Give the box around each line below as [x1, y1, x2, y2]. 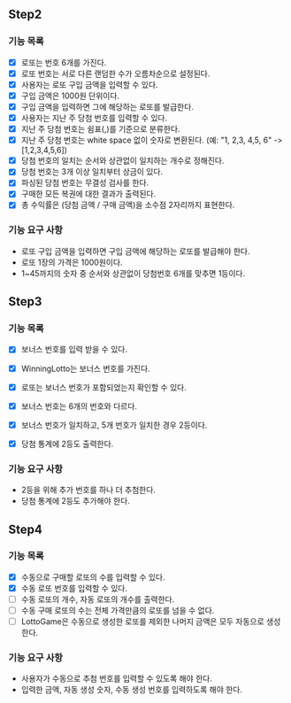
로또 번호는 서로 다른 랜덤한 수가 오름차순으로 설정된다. [20, 68, 211, 79]
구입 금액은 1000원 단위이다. [20, 90, 120, 101]
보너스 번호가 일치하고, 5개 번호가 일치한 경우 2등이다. [20, 420, 208, 430]
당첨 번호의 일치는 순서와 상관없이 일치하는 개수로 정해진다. [20, 155, 225, 166]
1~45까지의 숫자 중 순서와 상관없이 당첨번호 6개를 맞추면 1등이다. [20, 267, 246, 278]
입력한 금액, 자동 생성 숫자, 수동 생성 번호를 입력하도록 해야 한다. [20, 684, 243, 695]
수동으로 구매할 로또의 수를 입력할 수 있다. [20, 571, 165, 583]
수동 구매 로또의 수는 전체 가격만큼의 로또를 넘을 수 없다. [20, 606, 215, 616]
